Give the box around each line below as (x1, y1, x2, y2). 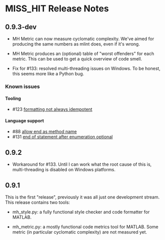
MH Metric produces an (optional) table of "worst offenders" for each (12, 50, 155, 56)
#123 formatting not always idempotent (12, 106, 93, 112)
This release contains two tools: (5, 199, 70, 205)
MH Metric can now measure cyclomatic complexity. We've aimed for (12, 36, 155, 42)
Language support (5, 117, 44, 124)
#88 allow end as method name (12, 129, 77, 135)
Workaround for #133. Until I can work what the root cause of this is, (12, 161, 152, 167)
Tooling (5, 95, 21, 101)
